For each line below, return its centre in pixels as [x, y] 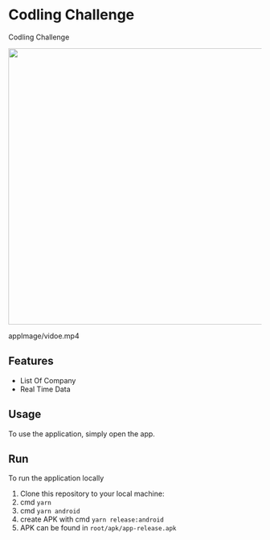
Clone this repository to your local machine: [92, 494]
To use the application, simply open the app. [82, 434]
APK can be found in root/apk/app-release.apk [98, 528]
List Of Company [48, 380]
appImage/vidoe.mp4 [44, 336]
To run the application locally [56, 478]
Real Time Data [45, 389]
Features [31, 361]
